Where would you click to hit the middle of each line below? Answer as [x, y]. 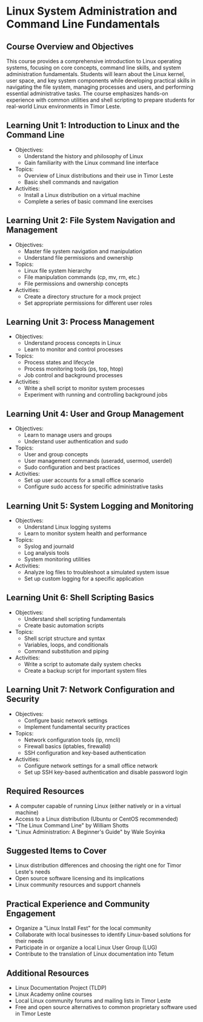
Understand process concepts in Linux [72, 343]
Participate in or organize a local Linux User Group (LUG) [86, 948]
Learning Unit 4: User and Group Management [95, 414]
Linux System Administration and [92, 11]
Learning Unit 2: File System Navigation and [91, 221]
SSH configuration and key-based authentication [85, 753]
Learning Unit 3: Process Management [81, 322]
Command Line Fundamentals [83, 24]
